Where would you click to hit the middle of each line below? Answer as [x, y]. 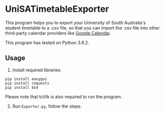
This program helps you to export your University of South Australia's [76, 23]
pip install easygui [26, 79]
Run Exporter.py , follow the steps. [47, 106]
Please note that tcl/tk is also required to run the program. [64, 96]
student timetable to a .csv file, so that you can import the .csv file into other [82, 28]
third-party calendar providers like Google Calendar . [58, 33]
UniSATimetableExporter [57, 9]
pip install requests [27, 83]
